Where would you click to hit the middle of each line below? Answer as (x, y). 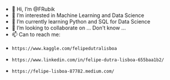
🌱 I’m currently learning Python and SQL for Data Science (81, 21)
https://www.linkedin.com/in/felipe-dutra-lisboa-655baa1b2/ (88, 60)
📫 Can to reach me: (36, 34)
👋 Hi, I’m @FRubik (33, 9)
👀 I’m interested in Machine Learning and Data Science (78, 15)
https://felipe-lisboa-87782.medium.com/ (63, 71)
